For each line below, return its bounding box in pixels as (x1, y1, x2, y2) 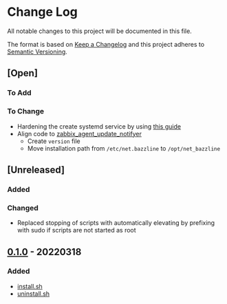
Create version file (27, 137, 80, 145)
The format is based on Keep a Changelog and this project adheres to (7, 40, 205, 48)
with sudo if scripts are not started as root (17, 226, 136, 235)
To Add (7, 88, 32, 98)
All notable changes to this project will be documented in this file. (7, 27, 193, 35)
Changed (7, 203, 39, 213)
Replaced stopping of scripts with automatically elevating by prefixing (17, 219, 215, 227)
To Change (7, 107, 45, 116)
